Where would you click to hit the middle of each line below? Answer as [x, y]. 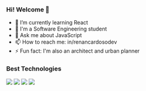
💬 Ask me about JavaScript [48, 35]
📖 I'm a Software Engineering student [61, 29]
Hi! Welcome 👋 [28, 10]
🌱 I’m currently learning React [51, 23]
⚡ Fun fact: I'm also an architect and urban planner [77, 51]
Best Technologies [34, 69]
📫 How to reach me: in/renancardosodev [66, 42]
